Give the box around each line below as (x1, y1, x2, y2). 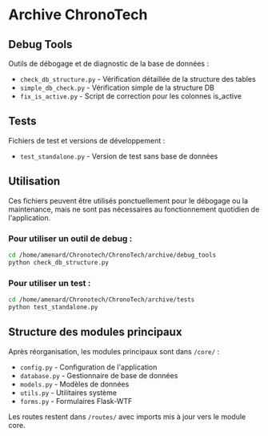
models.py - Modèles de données (19, 379, 130, 389)
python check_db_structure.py (8, 258, 110, 266)
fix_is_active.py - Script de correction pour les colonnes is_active (19, 91, 242, 101)
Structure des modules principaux (8, 325, 182, 339)
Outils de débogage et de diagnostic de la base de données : (8, 59, 210, 68)
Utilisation (8, 175, 61, 188)
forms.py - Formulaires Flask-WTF (19, 396, 133, 406)
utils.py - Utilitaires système (19, 387, 118, 398)
